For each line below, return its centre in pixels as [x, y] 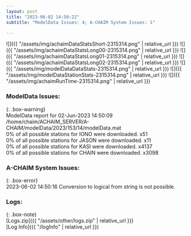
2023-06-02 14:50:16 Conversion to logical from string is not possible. [91, 186]
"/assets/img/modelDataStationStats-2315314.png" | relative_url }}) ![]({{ [93, 75]
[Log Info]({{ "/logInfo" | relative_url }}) [53, 227]
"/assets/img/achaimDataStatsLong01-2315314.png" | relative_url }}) [96, 57]
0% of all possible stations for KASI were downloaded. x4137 [79, 146]
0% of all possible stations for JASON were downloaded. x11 [79, 140]
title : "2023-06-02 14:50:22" [43, 17]
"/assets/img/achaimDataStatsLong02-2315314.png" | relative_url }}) [96, 63]
